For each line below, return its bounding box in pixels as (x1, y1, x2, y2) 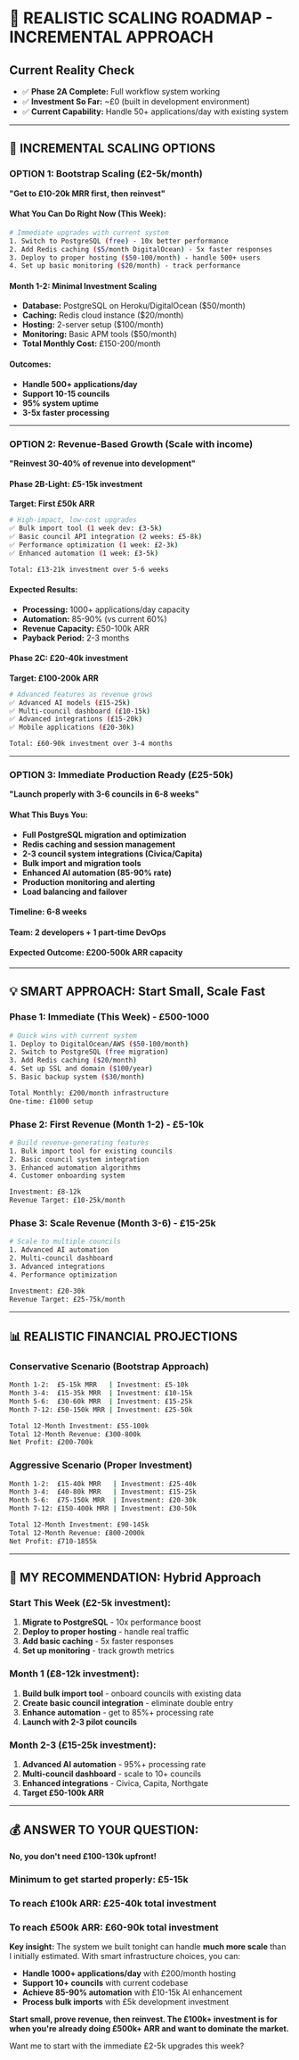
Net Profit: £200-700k (9, 1438, 93, 1447)
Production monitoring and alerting (21, 876, 156, 887)
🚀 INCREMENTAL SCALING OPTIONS (9, 141, 216, 156)
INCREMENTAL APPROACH (9, 27, 214, 47)
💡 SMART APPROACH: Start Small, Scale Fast (9, 984, 265, 999)
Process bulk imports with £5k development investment (21, 1996, 230, 2006)
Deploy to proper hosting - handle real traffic (21, 1626, 190, 1637)
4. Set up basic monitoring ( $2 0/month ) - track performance (9, 261, 241, 270)
